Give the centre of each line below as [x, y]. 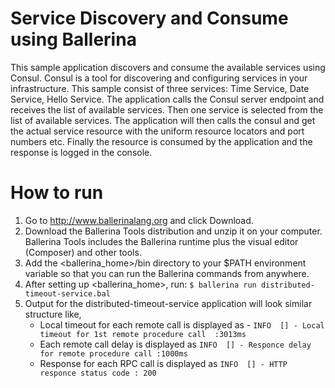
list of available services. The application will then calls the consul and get [163, 120]
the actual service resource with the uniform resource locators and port [157, 131]
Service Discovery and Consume [149, 18]
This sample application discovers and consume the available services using [168, 67]
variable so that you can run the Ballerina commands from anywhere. [167, 273]
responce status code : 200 [98, 373]
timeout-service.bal [67, 293]
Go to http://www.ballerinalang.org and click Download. [139, 220]
